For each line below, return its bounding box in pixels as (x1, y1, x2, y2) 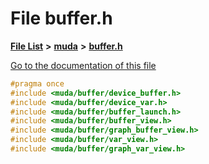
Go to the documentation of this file (10, 59, 157, 71)
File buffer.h (10, 7, 113, 30)
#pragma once (10, 78, 65, 89)
